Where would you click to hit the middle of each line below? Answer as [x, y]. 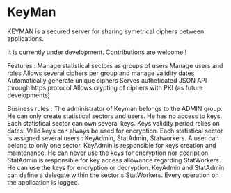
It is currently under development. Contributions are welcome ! [97, 52]
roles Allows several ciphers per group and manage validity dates [101, 73]
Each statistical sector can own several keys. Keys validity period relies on [114, 123]
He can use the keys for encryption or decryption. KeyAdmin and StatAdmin [116, 167]
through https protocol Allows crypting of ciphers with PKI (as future [105, 87]
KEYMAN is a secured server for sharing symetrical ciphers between [106, 31]
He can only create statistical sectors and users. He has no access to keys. [115, 116]
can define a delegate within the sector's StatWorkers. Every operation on [113, 175]
